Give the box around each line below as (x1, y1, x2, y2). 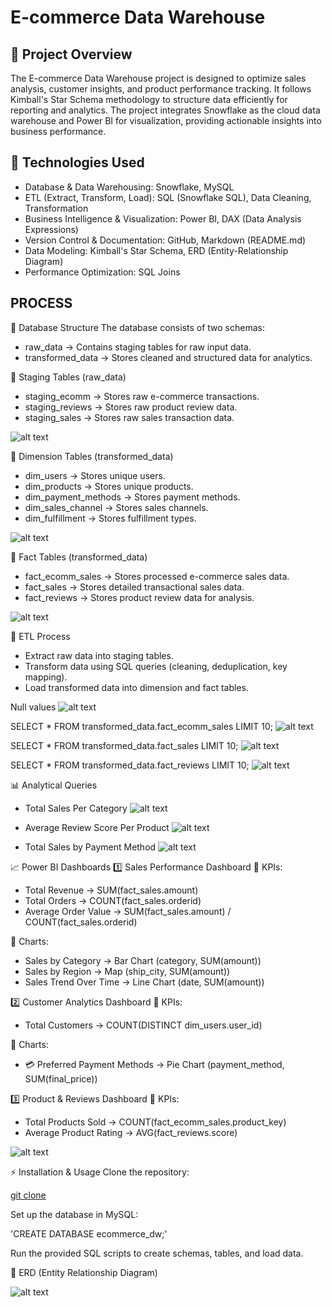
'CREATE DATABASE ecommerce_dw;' (10, 1227, 168, 1240)
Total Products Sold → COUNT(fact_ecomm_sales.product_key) (24, 1116, 287, 1128)
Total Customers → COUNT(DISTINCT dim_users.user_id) (24, 1019, 263, 1031)
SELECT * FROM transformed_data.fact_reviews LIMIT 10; (10, 759, 250, 771)
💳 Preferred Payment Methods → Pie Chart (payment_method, (24, 1058, 285, 1070)
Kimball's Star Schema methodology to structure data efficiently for (10, 94, 288, 105)
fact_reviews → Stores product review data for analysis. (24, 591, 255, 603)
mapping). (24, 671, 68, 683)
